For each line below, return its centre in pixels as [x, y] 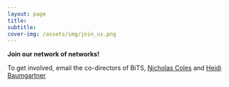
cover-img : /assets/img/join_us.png [62, 34]
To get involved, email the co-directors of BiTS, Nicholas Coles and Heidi [114, 68]
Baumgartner [27, 76]
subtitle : [22, 27]
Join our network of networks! [54, 54]
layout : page [27, 14]
